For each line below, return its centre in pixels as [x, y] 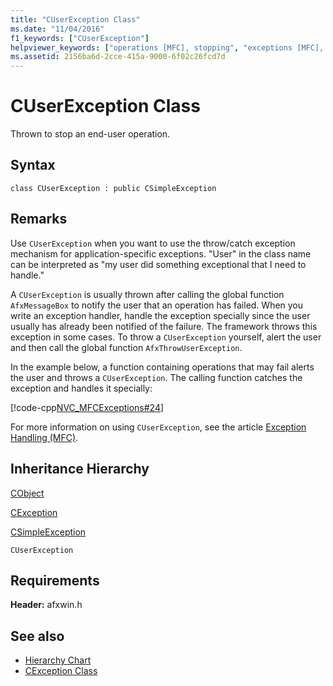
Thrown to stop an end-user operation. [90, 134]
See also [37, 636]
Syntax [33, 165]
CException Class [61, 671]
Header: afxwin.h [46, 605]
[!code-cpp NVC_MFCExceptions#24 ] [87, 407]
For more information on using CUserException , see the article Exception [158, 427]
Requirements [55, 580]
